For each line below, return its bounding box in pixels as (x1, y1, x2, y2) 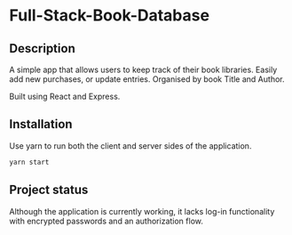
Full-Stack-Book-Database (9, 5, 210, 26)
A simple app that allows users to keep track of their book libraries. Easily (9, 64, 278, 75)
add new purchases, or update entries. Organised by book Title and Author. (9, 74, 285, 85)
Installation (9, 117, 73, 132)
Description (9, 41, 75, 56)
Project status (9, 182, 89, 198)
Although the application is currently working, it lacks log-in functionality (9, 206, 275, 216)
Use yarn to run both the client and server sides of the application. (9, 140, 252, 151)
